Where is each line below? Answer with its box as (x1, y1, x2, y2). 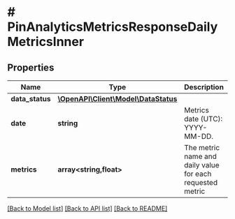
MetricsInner (7, 34, 85, 50)
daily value (184, 160, 220, 169)
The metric (184, 143, 220, 152)
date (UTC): (184, 114, 223, 123)
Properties (7, 61, 55, 73)
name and (184, 151, 217, 161)
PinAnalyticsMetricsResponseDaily (7, 19, 218, 35)
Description (184, 82, 224, 91)
